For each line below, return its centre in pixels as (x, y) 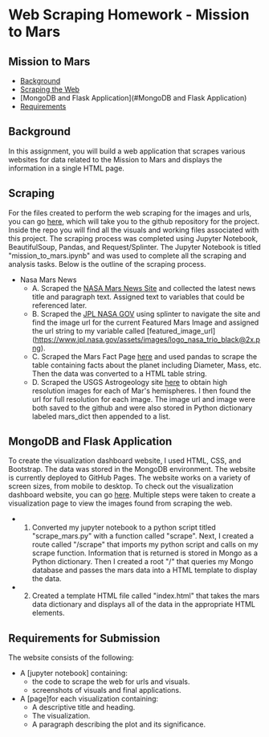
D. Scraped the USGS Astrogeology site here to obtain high (129, 382)
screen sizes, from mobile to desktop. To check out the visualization (121, 486)
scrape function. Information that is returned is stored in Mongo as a (145, 553)
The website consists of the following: (71, 657)
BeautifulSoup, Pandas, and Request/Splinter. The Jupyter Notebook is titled (134, 247)
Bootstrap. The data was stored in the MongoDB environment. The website (132, 469)
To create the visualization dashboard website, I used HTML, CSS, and (125, 461)
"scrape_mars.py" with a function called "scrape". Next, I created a (143, 536)
